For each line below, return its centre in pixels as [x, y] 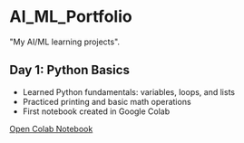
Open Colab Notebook [51, 129]
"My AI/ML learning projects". [65, 42]
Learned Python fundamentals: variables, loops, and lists [129, 91]
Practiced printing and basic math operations [107, 101]
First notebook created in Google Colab [96, 111]
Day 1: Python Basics [69, 70]
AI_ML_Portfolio [71, 17]
